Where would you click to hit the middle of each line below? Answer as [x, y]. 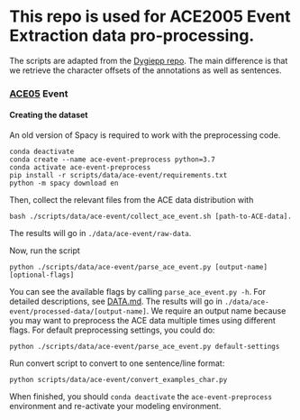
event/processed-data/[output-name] [78, 312]
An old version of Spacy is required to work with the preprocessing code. [145, 135]
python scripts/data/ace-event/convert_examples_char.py [118, 380]
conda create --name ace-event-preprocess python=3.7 [113, 160]
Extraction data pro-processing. [132, 36]
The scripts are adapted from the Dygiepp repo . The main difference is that [149, 60]
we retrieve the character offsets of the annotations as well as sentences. [145, 70]
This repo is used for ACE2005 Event [150, 17]
